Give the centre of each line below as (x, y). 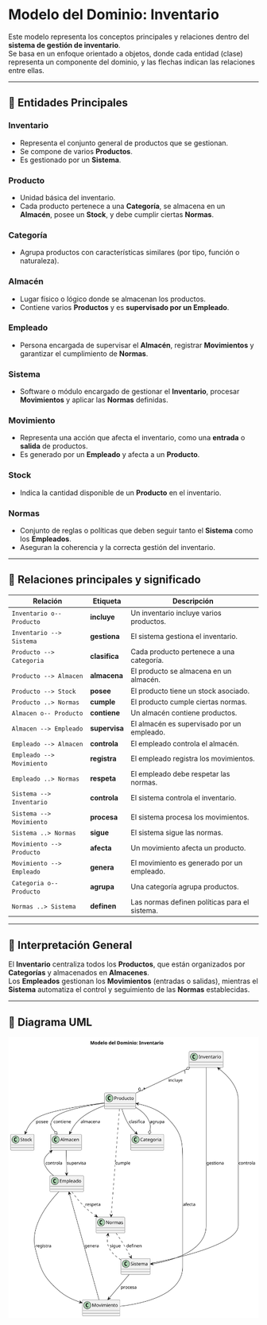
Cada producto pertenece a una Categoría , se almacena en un (122, 206)
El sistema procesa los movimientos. (190, 817)
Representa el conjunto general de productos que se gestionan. (124, 143)
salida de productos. (54, 446)
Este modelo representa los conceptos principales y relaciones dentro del (129, 37)
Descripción (193, 601)
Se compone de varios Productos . (76, 151)
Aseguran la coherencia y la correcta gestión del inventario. (118, 547)
